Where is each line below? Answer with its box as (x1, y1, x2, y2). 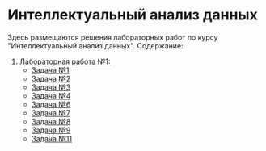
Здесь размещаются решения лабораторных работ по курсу (7, 32, 218, 42)
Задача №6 (31, 99, 71, 109)
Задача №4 (31, 90, 71, 100)
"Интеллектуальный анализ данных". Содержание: (7, 40, 184, 50)
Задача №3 (31, 82, 71, 92)
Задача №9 (31, 125, 71, 135)
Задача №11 (31, 133, 73, 143)
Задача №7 (31, 107, 70, 118)
